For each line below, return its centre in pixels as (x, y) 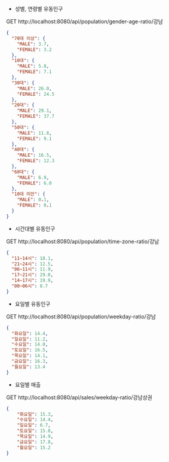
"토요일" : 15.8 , (35, 431)
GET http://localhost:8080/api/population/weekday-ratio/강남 (81, 317)
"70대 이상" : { (29, 38)
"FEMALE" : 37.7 (36, 116)
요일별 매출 (28, 384)
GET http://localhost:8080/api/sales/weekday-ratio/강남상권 (79, 397)
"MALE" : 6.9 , (33, 177)
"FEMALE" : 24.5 (36, 94)
